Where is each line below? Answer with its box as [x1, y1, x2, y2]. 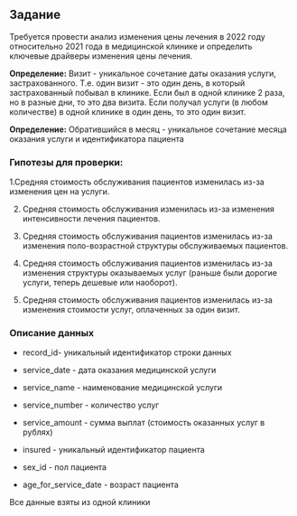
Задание [9, 7, 61, 23]
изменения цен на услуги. [9, 186, 110, 197]
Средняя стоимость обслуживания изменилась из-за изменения [22, 203, 275, 215]
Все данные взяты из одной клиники [9, 497, 151, 508]
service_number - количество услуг [22, 399, 160, 410]
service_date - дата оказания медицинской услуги [22, 365, 217, 376]
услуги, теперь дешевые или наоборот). [22, 277, 178, 288]
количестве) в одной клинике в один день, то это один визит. [9, 106, 246, 117]
